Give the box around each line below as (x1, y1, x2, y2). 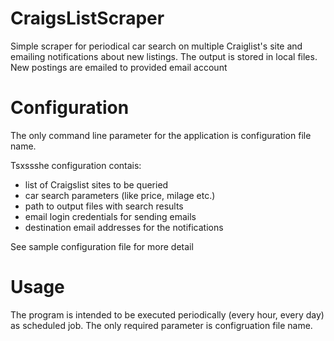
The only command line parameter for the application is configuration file (10, 129, 312, 141)
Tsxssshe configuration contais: (10, 159, 142, 171)
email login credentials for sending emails (24, 210, 197, 222)
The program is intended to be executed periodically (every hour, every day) (10, 308, 325, 321)
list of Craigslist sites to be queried (24, 178, 169, 191)
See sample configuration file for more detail (10, 240, 194, 252)
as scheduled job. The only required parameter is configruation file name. (10, 319, 313, 331)
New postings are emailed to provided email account (10, 61, 228, 73)
